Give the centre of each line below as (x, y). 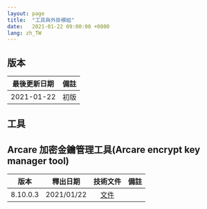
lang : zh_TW (24, 33)
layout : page (26, 13)
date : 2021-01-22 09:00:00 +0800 (58, 26)
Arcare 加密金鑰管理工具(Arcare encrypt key (104, 149)
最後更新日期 (33, 84)
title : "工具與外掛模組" (41, 20)
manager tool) (38, 161)
